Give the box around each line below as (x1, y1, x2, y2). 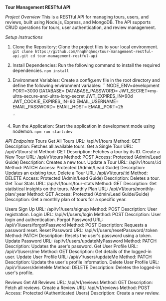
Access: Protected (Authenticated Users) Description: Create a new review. (5, 290, 160, 296)
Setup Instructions (5, 34, 43, 40)
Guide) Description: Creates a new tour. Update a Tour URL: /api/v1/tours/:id (5, 159, 161, 165)
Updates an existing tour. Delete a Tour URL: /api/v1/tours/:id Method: (5, 170, 148, 176)
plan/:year (5, 191, 26, 197)
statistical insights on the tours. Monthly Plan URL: (5, 186, 109, 192)
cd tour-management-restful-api (30, 53, 98, 58)
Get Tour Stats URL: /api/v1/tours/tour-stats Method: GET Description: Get (5, 181, 157, 186)
